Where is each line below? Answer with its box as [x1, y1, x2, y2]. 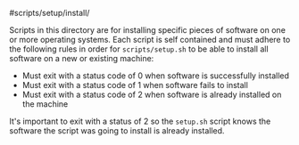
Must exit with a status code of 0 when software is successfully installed [21, 70, 290, 81]
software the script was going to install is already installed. [9, 125, 225, 136]
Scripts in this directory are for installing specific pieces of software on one [9, 25, 286, 35]
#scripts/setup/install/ [9, 8, 90, 18]
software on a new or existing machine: [9, 53, 154, 63]
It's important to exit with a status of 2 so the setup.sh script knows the [9, 116, 271, 126]
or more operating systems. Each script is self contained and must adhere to [9, 35, 291, 44]
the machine [21, 99, 69, 109]
